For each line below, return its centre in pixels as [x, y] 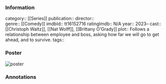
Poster [13, 53]
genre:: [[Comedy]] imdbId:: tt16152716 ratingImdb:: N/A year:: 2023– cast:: [83, 24]
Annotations [21, 77]
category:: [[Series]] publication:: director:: [50, 19]
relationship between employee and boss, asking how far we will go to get [82, 35]
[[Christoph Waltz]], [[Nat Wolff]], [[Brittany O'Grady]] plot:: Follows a [77, 29]
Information [20, 8]
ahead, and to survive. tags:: [35, 40]
